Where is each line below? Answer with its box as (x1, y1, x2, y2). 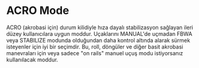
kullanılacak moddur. (6, 56, 58, 63)
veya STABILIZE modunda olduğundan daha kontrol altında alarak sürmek (6, 36, 190, 44)
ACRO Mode (6, 4, 69, 18)
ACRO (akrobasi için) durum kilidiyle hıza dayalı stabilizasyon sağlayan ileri (6, 24, 194, 31)
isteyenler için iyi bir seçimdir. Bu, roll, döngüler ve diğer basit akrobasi (6, 43, 184, 50)
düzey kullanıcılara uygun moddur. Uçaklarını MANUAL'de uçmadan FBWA (6, 30, 193, 37)
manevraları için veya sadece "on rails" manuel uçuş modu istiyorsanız (6, 49, 184, 56)
